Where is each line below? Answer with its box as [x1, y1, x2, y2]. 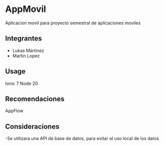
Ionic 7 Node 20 [5, 80, 38, 86]
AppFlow [5, 108, 24, 114]
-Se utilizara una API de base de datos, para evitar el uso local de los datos [5, 136, 160, 142]
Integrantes [5, 34, 42, 43]
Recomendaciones [5, 94, 65, 103]
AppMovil [5, 3, 46, 15]
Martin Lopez [12, 53, 40, 59]
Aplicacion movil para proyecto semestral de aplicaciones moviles [5, 20, 141, 26]
